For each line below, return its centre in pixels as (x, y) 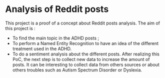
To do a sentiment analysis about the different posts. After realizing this (86, 54)
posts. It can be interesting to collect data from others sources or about (86, 64)
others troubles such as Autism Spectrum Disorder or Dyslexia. (77, 70)
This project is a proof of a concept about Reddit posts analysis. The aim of (83, 23)
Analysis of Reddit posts (57, 9)
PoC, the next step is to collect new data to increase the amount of (81, 59)
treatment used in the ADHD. (42, 48)
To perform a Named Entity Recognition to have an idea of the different (85, 43)
